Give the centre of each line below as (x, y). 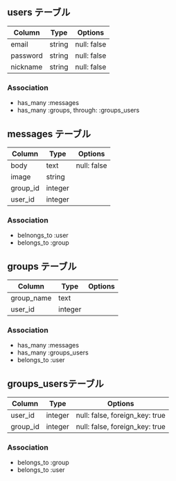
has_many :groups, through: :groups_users (78, 111)
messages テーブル (49, 134)
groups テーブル (42, 266)
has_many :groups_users (53, 352)
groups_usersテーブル (55, 383)
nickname (27, 67)
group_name (31, 298)
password (27, 56)
